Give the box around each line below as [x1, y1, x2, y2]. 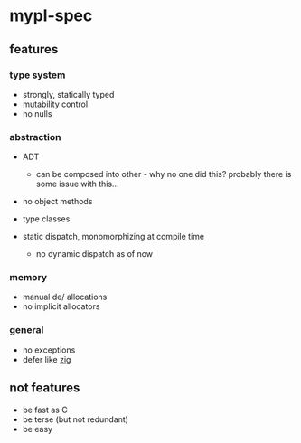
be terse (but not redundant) [22, 413, 129, 425]
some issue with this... [35, 178, 119, 190]
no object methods [22, 196, 93, 207]
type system [9, 69, 66, 81]
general [9, 324, 44, 336]
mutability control [22, 99, 89, 109]
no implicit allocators [22, 301, 100, 312]
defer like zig [22, 353, 71, 364]
